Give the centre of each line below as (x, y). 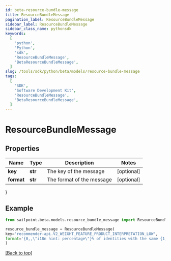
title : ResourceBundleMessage (37, 15)
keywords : (16, 34)
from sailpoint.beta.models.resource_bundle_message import (70, 220)
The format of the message (79, 180)
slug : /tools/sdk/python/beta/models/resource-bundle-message (73, 72)
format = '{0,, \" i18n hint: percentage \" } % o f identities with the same (82, 239)
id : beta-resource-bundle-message (42, 10)
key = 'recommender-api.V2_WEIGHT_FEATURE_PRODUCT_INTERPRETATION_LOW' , (82, 234)
